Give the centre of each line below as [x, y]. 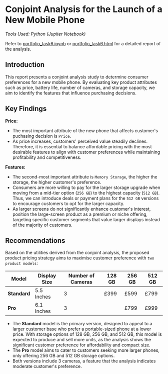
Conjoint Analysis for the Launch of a [84, 9]
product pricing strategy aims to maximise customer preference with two [80, 258]
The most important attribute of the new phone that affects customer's [85, 130]
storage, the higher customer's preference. [57, 182]
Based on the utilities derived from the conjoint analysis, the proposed [77, 253]
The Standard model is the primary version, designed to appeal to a [82, 324]
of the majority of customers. [42, 225]
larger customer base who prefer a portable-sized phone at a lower [82, 329]
